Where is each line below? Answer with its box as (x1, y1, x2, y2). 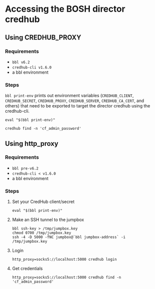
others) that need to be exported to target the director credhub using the (5, 103, 151, 109)
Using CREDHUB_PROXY (5, 33, 82, 41)
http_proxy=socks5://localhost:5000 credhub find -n (12, 275, 121, 280)
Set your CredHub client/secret (12, 199, 75, 205)
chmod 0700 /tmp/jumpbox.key (12, 230, 71, 235)
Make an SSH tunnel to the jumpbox (12, 217, 84, 223)
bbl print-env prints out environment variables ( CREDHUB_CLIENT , (5, 93, 134, 99)
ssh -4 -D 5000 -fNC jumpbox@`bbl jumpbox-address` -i (12, 235, 126, 240)
